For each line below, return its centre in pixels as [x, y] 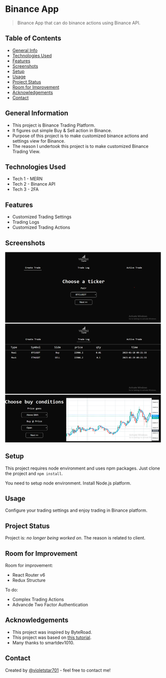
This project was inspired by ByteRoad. [52, 632]
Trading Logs [26, 222]
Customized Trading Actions [41, 227]
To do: [12, 590]
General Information [37, 113]
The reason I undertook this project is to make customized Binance [80, 146]
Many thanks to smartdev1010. [43, 642]
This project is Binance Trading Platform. [54, 125]
